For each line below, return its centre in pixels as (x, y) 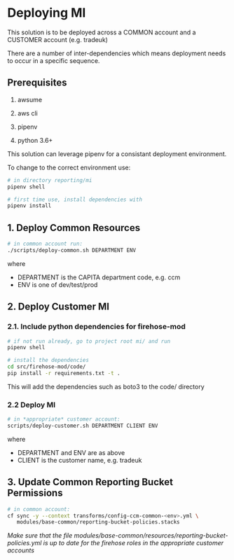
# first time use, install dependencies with (75, 199)
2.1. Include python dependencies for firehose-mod (96, 327)
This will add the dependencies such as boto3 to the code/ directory (106, 386)
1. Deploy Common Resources (74, 228)
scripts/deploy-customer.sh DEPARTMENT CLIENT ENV (83, 426)
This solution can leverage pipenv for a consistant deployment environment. (117, 154)
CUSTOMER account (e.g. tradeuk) (58, 39)
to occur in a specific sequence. (54, 60)
